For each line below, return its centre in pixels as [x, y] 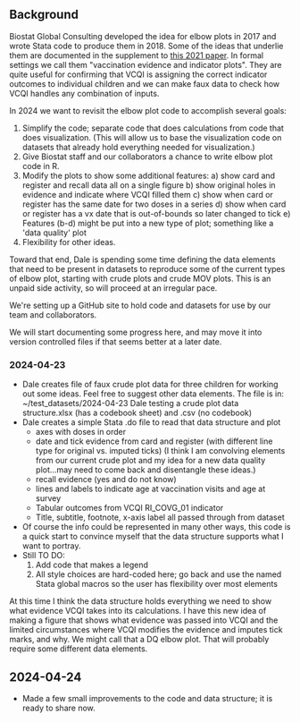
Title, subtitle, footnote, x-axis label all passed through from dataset [160, 517]
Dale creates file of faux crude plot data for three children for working [150, 385]
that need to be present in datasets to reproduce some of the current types [147, 268]
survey [48, 498]
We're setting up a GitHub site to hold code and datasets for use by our [140, 305]
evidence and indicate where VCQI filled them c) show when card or [148, 194]
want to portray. [51, 546]
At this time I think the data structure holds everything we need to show [141, 601]
